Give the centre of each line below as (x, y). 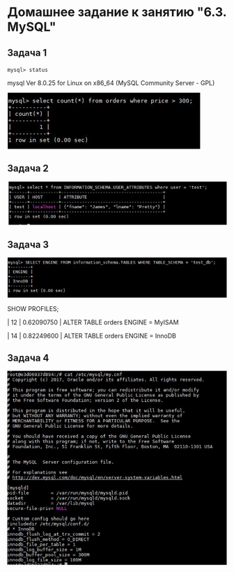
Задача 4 (28, 357)
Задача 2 (28, 168)
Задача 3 (28, 244)
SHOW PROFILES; (33, 309)
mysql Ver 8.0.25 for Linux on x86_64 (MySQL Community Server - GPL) (111, 83)
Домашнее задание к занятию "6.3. (117, 12)
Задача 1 (27, 53)
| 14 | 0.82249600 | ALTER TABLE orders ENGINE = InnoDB (92, 336)
